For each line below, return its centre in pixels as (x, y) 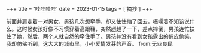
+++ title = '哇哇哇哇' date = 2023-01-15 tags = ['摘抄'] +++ (80, 9)
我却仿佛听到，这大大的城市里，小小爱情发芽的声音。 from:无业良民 (89, 44)
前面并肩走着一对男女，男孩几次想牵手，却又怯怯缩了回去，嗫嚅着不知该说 (98, 21)
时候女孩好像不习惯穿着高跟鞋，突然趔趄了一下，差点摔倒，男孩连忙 (106, 29)
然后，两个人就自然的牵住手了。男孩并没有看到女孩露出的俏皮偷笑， (111, 36)
